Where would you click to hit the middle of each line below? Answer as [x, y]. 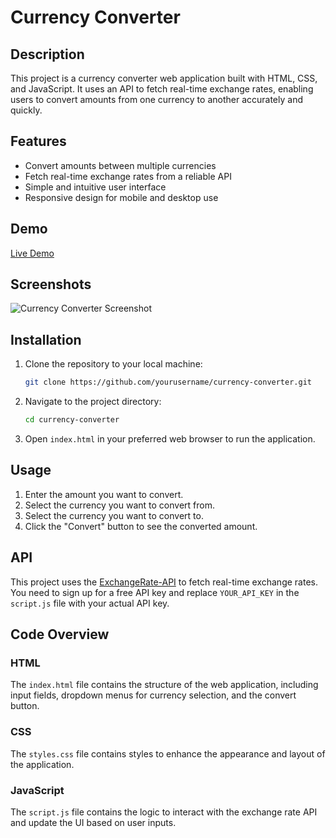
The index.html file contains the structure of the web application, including [164, 685]
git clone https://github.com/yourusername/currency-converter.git [168, 382]
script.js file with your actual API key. [90, 603]
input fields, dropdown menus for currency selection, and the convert [153, 695]
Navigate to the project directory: [93, 402]
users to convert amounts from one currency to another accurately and [156, 99]
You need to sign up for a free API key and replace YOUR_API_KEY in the [155, 592]
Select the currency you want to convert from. [119, 505]
